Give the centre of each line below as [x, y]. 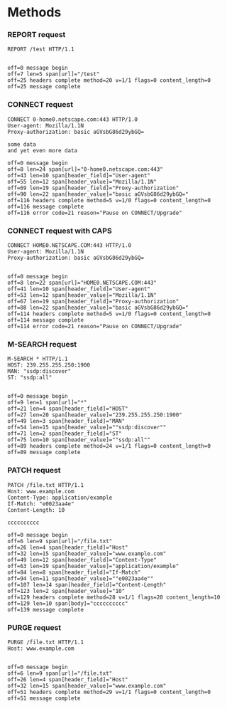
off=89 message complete [44, 453]
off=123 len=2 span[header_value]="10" [66, 591]
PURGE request [34, 627]
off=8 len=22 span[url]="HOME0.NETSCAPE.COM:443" [82, 283]
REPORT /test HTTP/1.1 [41, 49]
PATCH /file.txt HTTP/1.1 [45, 485]
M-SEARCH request [42, 344]
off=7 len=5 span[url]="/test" [54, 74]
